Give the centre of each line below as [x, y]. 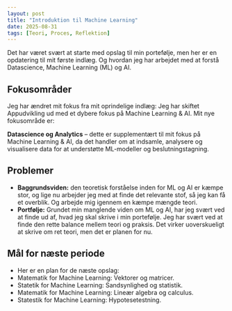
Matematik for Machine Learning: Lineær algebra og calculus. [105, 292]
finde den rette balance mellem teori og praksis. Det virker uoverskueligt [121, 224]
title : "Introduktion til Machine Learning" [73, 20]
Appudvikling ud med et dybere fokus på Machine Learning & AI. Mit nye [111, 114]
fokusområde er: [31, 121]
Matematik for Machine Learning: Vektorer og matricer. [96, 278]
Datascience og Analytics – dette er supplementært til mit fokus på [104, 134]
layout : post [26, 14]
